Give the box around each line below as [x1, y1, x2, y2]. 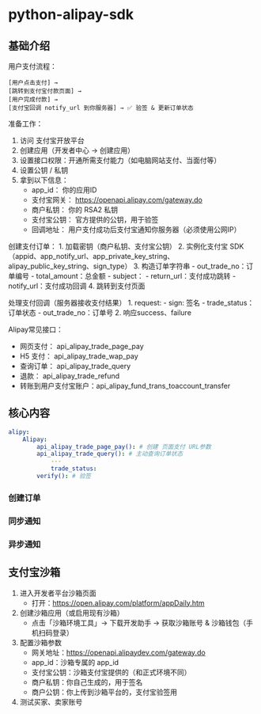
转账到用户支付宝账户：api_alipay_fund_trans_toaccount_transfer [19, 382, 231, 390]
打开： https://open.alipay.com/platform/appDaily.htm [31, 598, 205, 607]
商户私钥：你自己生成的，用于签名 [31, 677, 143, 686]
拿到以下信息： [19, 176, 69, 184]
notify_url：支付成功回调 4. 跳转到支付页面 [8, 281, 146, 291]
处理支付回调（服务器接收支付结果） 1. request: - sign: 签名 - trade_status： [8, 298, 255, 307]
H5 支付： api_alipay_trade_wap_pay [19, 351, 138, 361]
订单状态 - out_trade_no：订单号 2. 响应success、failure [8, 308, 192, 317]
